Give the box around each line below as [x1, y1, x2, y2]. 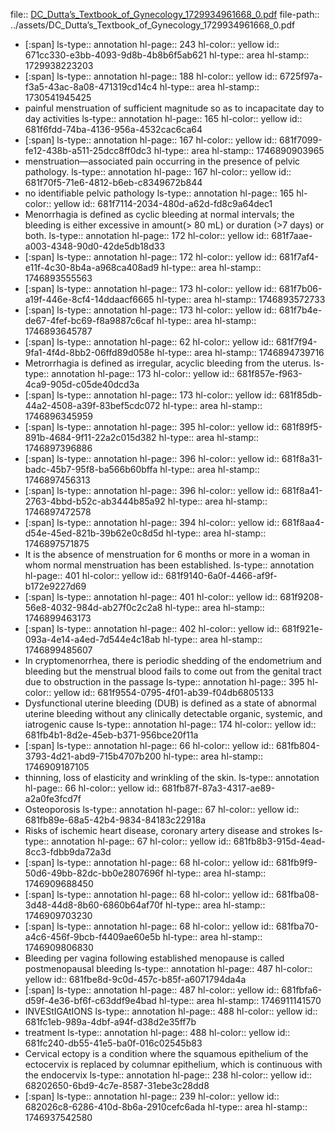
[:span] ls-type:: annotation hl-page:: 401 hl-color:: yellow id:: [24, 591, 278, 603]
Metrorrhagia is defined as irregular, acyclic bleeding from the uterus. [24, 357, 312, 369]
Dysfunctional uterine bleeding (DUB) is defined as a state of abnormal [24, 697, 317, 709]
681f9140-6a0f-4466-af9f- [165, 570, 278, 581]
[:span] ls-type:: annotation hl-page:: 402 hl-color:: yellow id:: [24, 623, 280, 634]
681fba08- [276, 889, 320, 900]
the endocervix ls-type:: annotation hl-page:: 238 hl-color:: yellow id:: [24, 1069, 313, 1081]
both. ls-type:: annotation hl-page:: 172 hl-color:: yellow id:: [24, 230, 270, 241]
